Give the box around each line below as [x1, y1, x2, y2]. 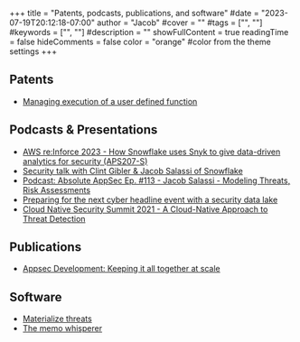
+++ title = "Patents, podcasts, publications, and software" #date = [9, 8, 259, 18]
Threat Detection [22, 213, 86, 224]
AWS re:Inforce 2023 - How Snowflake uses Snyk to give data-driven [22, 146, 281, 157]
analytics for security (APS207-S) [22, 155, 148, 166]
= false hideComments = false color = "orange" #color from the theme [9, 36, 271, 47]
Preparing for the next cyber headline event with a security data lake [22, 194, 278, 205]
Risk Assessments [22, 184, 91, 195]
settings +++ [9, 46, 58, 57]
